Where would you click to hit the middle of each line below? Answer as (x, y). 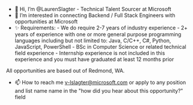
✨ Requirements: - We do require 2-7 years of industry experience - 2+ (101, 28)
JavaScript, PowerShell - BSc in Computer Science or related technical (100, 47)
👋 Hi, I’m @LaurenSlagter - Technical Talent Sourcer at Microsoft (93, 9)
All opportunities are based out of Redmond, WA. (65, 71)
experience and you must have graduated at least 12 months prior (94, 59)
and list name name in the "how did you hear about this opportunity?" (99, 91)
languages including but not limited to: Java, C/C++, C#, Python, (93, 40)
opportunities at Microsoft (46, 21)
